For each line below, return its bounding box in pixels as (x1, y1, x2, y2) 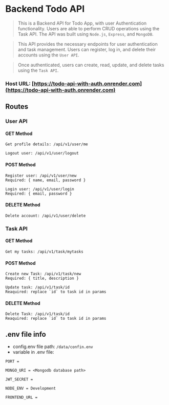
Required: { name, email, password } (5, 178, 86, 183)
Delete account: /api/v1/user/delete (5, 213, 86, 218)
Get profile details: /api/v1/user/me (5, 142, 88, 147)
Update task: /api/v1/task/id (5, 285, 70, 290)
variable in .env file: (12, 349, 55, 355)
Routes (5, 102, 29, 111)
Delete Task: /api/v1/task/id (5, 312, 70, 317)
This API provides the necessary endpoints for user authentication (17, 41, 158, 47)
